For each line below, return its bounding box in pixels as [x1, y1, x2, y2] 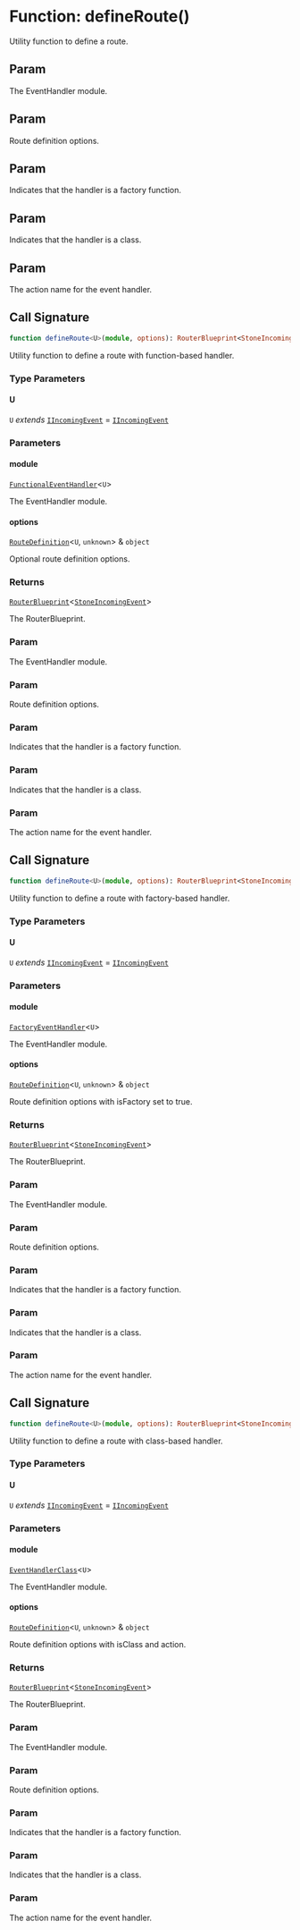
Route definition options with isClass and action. [9, 1638, 187, 1649]
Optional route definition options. [9, 554, 130, 564]
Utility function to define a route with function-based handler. [9, 350, 235, 360]
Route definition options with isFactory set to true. [9, 1096, 194, 1107]
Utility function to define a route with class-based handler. [9, 1435, 223, 1446]
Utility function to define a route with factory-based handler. [9, 893, 230, 903]
